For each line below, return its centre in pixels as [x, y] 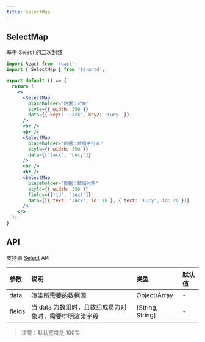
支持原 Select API [28, 257]
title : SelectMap [28, 12]
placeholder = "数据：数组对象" [63, 183]
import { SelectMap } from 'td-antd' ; [56, 70]
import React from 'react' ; [42, 64]
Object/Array [155, 295]
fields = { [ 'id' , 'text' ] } [60, 195]
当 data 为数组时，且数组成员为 [76, 307]
